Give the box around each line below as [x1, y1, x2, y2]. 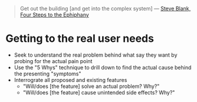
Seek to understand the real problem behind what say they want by [14, 51, 178, 58]
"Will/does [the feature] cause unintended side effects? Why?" [22, 88, 175, 96]
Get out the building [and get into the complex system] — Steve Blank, [19, 5, 191, 12]
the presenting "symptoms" [14, 70, 81, 77]
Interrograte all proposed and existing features [14, 76, 127, 83]
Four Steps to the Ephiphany [19, 11, 89, 18]
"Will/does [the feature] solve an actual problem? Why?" [22, 83, 160, 90]
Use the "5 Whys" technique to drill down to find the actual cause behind [14, 64, 192, 71]
